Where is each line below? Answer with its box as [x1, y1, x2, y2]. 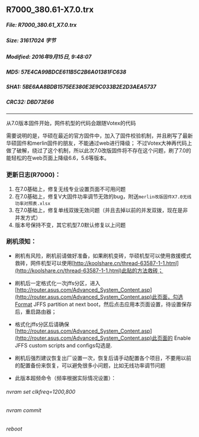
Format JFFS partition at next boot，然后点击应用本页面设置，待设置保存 [14, 301, 192, 308]
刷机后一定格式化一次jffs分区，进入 [14, 279, 101, 286]
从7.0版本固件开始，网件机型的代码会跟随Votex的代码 [6, 120, 136, 127]
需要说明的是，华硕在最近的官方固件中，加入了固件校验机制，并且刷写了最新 [6, 132, 193, 139]
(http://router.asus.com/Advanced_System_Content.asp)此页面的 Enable [14, 334, 191, 342]
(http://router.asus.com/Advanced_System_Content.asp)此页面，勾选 [14, 293, 184, 300]
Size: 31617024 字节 [6, 37, 56, 44]
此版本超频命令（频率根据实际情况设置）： [14, 374, 117, 381]
